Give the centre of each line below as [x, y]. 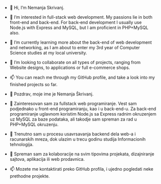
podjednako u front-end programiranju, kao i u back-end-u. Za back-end [83, 109]
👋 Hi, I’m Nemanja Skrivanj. [37, 8]
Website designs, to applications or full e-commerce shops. [70, 67]
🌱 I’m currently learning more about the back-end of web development [81, 42]
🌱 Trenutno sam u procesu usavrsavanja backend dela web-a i [73, 134]
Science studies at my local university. [48, 53]
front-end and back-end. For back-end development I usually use [76, 22]
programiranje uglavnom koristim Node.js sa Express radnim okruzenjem [83, 114]
